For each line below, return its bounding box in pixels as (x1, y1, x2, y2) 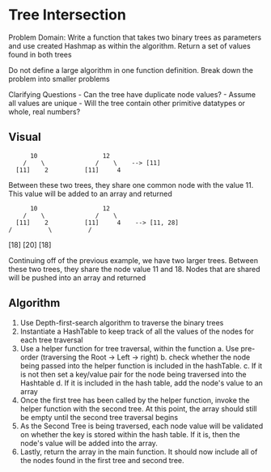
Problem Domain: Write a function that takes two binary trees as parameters (8, 32, 261, 42)
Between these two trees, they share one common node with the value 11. (8, 180, 254, 189)
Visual (8, 130, 42, 144)
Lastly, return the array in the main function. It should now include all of (19, 447, 258, 457)
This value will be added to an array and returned (8, 189, 172, 198)
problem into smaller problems (8, 74, 111, 83)
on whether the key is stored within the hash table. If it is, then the (19, 429, 240, 439)
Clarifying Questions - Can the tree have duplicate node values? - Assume (8, 89, 256, 99)
